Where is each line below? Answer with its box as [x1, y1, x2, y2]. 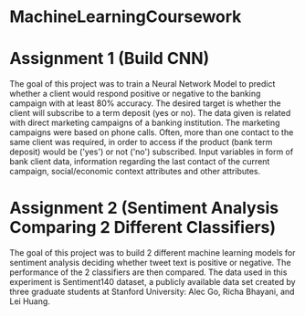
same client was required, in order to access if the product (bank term [9, 137, 273, 148]
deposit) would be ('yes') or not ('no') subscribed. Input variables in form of [9, 146, 294, 157]
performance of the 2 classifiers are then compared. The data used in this [9, 267, 288, 278]
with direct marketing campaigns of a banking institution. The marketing [9, 117, 280, 129]
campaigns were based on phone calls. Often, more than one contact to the [9, 127, 294, 138]
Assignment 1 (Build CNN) [9, 48, 210, 69]
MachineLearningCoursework [9, 6, 242, 27]
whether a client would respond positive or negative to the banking [9, 89, 261, 100]
